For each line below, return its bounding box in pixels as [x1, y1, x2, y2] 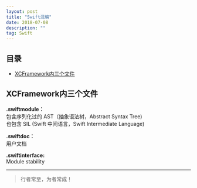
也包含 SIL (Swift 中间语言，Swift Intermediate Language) [6, 120, 145, 127]
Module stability [6, 158, 45, 165]
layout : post [6, 8, 38, 15]
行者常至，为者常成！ [20, 175, 72, 182]
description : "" [6, 25, 46, 31]
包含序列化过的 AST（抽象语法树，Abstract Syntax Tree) [6, 112, 142, 120]
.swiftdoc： [6, 132, 35, 139]
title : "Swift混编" [6, 14, 52, 20]
